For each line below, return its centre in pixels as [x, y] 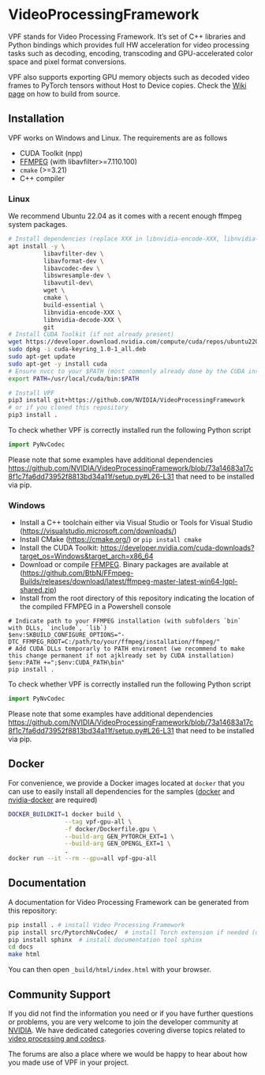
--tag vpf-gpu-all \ [98, 821]
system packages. [38, 225]
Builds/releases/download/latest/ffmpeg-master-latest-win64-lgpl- [129, 581]
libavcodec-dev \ [72, 268]
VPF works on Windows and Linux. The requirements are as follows [118, 138]
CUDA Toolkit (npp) [51, 153]
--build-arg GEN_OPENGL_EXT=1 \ [118, 844]
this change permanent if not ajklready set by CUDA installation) [121, 656]
